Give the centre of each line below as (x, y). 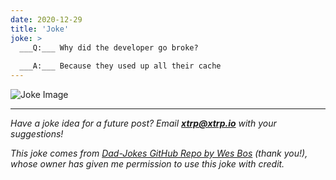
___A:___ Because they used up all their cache (120, 66)
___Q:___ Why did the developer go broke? (109, 47)
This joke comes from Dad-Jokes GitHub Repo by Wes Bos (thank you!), (159, 153)
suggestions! (37, 134)
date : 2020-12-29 (46, 19)
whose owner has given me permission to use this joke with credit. (147, 164)
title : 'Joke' (40, 29)
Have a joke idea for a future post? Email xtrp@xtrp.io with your (143, 123)
